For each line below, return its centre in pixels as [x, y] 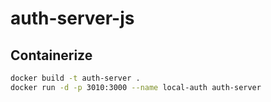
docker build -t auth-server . [75, 78]
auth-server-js [72, 18]
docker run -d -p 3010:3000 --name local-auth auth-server [136, 87]
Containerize [51, 55]
